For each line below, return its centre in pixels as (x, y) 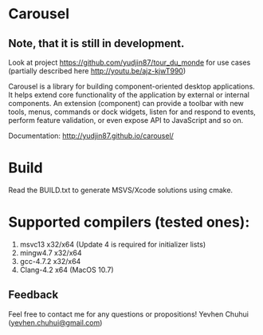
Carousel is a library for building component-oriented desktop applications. (131, 86)
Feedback (33, 295)
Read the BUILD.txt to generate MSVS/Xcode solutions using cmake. (121, 190)
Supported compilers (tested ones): (129, 222)
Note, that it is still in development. (96, 43)
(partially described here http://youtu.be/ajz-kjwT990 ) (97, 71)
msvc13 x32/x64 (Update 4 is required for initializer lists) (112, 244)
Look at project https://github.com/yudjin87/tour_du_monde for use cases (130, 62)
